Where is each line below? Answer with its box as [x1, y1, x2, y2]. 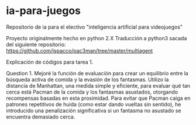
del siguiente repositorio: [6, 41, 66, 48]
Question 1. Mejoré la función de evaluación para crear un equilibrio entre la [6, 70, 188, 77]
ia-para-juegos [6, 4, 81, 18]
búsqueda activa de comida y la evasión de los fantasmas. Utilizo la [6, 76, 169, 83]
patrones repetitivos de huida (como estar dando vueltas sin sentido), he [6, 100, 181, 107]
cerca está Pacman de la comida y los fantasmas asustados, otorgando [6, 88, 178, 95]
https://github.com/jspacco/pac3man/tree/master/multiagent [6, 47, 153, 54]
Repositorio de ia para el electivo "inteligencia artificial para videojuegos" [6, 23, 183, 30]
